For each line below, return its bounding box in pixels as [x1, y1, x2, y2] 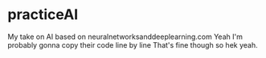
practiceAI [7, 6, 79, 24]
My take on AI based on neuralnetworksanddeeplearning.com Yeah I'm [7, 32, 243, 41]
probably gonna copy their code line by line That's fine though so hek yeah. [7, 40, 258, 49]
